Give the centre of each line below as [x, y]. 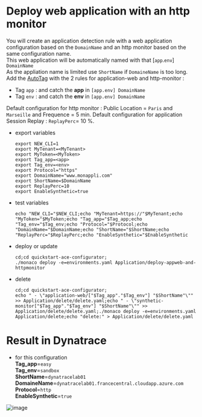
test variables [32, 202]
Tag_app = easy [33, 364]
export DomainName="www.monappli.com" [64, 176]
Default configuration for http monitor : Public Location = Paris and [90, 108]
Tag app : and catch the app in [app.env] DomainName [80, 90]
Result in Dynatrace [56, 341]
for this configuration [41, 357]
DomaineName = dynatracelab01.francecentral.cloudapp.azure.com [99, 383]
